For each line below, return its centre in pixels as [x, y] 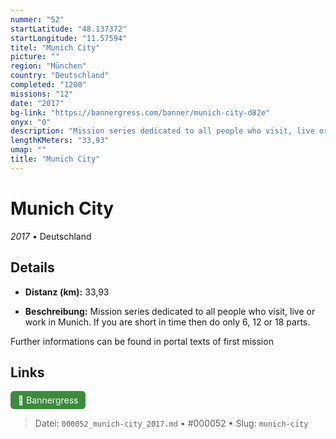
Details [32, 267]
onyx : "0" [31, 122]
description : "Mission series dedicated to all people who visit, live [162, 131]
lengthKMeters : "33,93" [60, 141]
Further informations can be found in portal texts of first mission [142, 341]
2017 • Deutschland [51, 236]
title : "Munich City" [55, 159]
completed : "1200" [48, 85]
